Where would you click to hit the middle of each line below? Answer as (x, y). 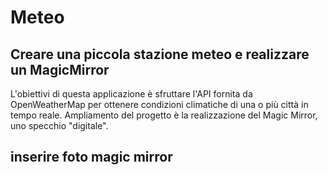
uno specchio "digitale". (59, 125)
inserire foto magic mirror (91, 157)
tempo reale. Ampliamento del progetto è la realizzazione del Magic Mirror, (164, 115)
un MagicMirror (60, 69)
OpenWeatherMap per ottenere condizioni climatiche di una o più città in (159, 104)
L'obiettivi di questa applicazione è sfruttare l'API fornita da (131, 94)
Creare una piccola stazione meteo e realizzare (160, 54)
